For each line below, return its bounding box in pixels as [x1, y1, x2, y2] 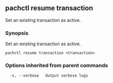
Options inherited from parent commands [5, 62, 108, 69]
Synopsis [5, 29, 28, 36]
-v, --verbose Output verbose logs [9, 73, 88, 79]
